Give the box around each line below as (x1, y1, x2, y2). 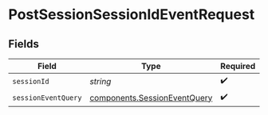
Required (220, 61, 256, 71)
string (89, 75, 112, 86)
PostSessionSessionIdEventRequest (8, 6, 255, 24)
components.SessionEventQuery (89, 92, 213, 103)
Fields (8, 37, 40, 51)
